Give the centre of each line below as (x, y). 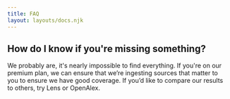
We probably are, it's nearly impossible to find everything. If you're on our (115, 66)
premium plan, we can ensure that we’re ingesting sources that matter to (113, 73)
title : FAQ (23, 14)
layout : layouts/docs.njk (45, 20)
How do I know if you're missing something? (107, 49)
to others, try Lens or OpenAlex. (54, 88)
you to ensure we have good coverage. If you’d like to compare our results (115, 81)
